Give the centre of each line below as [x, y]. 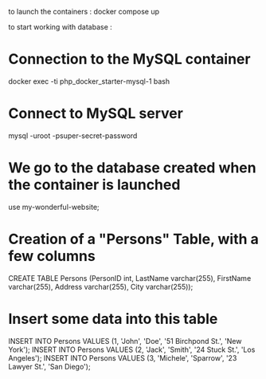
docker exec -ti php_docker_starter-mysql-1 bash [89, 81]
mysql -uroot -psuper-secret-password [73, 136]
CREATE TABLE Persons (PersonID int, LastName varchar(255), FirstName [130, 278]
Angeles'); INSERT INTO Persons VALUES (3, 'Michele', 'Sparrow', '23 [123, 357]
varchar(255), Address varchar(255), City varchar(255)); [101, 286]
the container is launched [94, 185]
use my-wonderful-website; [54, 207]
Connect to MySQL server [96, 114]
